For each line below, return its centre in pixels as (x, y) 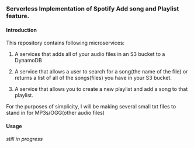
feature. (18, 16)
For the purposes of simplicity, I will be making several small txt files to (91, 107)
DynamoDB (28, 61)
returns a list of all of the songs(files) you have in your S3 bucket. (93, 78)
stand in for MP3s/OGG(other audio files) (56, 113)
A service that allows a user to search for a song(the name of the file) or (101, 72)
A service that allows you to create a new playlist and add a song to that (101, 89)
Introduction (21, 30)
